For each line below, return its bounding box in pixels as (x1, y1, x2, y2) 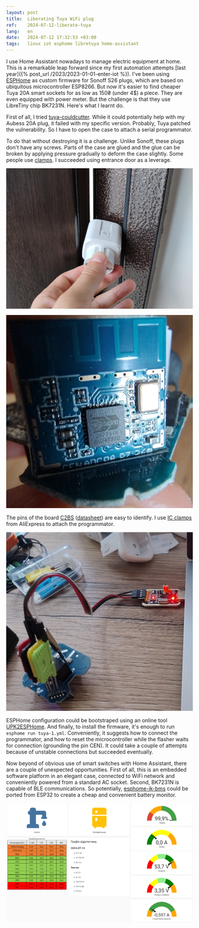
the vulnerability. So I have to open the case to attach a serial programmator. (6, 126, 192, 133)
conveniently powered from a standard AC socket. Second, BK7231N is (6, 779, 179, 786)
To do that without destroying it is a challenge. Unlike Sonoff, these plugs (6, 138, 185, 145)
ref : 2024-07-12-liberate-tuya (6, 22, 92, 28)
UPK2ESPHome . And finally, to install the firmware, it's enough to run (6, 723, 175, 730)
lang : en (6, 28, 33, 34)
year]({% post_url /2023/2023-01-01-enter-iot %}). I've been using (6, 71, 170, 77)
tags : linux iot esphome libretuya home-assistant (6, 41, 139, 47)
